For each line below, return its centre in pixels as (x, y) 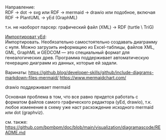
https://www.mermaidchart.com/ (93, 78)
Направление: (20, 7)
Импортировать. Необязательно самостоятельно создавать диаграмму (81, 42)
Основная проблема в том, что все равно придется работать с (72, 97)
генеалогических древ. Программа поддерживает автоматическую (77, 58)
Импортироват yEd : (26, 37)
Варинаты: (16, 72)
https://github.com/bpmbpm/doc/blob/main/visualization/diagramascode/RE (83, 127)
